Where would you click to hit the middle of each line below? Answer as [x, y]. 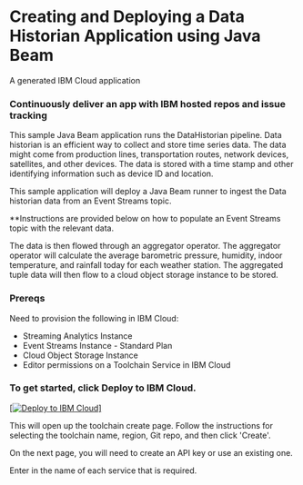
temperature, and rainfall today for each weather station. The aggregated [146, 265]
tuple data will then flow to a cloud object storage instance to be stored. [144, 275]
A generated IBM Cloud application [75, 80]
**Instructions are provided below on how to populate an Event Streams [145, 219]
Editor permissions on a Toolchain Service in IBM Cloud [126, 364]
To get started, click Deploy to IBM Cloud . [103, 388]
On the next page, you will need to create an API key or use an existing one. [151, 452]
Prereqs [27, 299]
